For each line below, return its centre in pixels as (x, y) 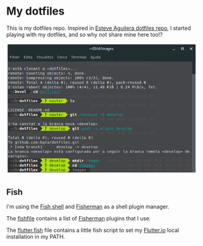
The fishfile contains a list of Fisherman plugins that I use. (78, 219)
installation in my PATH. (36, 237)
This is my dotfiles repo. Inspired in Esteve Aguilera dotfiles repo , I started (99, 28)
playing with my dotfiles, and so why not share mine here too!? (84, 34)
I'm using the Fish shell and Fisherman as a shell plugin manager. (88, 207)
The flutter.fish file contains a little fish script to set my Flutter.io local (93, 230)
